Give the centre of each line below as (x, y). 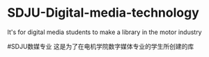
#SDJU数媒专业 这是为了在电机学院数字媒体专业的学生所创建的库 (101, 46)
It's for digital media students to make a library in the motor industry (104, 32)
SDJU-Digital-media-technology (103, 13)
